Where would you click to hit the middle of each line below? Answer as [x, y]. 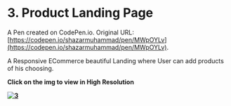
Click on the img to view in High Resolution [71, 81]
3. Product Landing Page [80, 13]
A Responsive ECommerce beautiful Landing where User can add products [116, 60]
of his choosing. [31, 68]
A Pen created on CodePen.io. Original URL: [71, 32]
